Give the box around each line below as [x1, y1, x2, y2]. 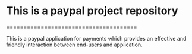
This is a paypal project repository [6, 4, 178, 18]
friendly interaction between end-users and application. [6, 41, 143, 48]
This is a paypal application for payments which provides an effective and [6, 35, 187, 42]
